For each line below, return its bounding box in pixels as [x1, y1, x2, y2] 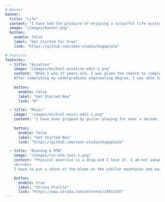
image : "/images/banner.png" [9, 26, 69, 31]
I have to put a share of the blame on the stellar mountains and [14, 167, 153, 171]
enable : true [18, 180, 45, 185]
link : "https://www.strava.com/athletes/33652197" [18, 189, 124, 195]
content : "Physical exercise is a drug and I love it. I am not [14, 158, 148, 163]
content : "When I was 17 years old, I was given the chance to [14, 71, 146, 76]
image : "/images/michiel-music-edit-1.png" [14, 112, 105, 117]
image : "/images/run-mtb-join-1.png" [14, 153, 91, 158]
